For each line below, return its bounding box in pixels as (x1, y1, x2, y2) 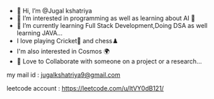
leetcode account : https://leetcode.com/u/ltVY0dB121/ (6, 84, 165, 92)
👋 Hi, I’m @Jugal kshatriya (16, 7, 92, 15)
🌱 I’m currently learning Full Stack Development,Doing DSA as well (16, 22, 208, 29)
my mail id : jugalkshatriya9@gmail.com (6, 70, 121, 79)
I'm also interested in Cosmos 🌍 (16, 47, 110, 55)
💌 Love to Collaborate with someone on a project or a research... (16, 57, 202, 66)
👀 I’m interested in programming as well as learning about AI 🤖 (16, 14, 196, 22)
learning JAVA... (16, 29, 63, 37)
